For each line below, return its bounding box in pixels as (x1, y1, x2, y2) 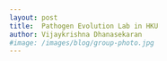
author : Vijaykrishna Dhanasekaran (9, 30, 143, 39)
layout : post (9, 13, 58, 22)
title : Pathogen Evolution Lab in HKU (9, 22, 159, 30)
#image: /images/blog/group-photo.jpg (9, 38, 154, 48)
